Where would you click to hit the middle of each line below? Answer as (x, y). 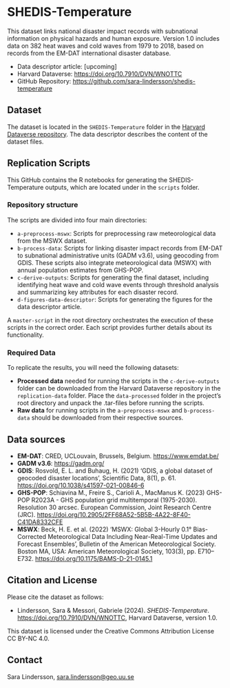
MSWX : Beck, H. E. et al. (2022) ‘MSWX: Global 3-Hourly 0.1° (104, 529)
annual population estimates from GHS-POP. (80, 270)
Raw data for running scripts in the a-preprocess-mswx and (100, 411)
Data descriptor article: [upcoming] (67, 66)
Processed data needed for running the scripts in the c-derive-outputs (118, 381)
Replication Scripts (49, 163)
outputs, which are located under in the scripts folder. (122, 187)
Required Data (32, 353)
